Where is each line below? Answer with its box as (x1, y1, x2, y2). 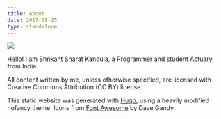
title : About (7, 10, 45, 17)
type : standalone (7, 23, 58, 30)
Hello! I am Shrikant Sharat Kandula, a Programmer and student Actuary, (7, 55, 214, 63)
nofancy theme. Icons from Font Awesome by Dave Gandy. (7, 104, 176, 112)
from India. (7, 62, 38, 71)
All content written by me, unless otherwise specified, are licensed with (7, 75, 212, 84)
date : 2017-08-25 (7, 17, 58, 24)
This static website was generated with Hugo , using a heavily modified (7, 96, 210, 104)
